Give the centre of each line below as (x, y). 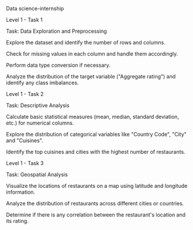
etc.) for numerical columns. (40, 123)
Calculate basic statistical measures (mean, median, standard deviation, (93, 117)
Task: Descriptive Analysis (38, 105)
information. (21, 192)
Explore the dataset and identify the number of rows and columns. (86, 42)
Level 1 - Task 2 (25, 94)
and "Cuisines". (25, 140)
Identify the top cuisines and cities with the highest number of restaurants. (96, 152)
